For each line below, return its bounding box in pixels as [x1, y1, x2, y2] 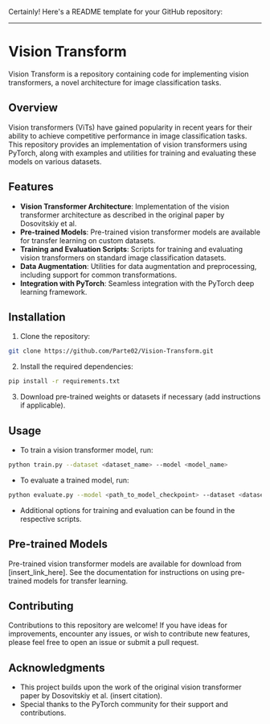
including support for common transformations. [19, 270, 178, 279]
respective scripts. [19, 514, 82, 523]
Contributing [8, 599, 74, 613]
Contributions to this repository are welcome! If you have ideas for [8, 620, 227, 631]
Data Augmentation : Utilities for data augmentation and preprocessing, [19, 261, 257, 271]
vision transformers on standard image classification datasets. [19, 253, 227, 263]
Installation [8, 310, 66, 324]
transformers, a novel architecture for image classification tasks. [8, 77, 222, 87]
